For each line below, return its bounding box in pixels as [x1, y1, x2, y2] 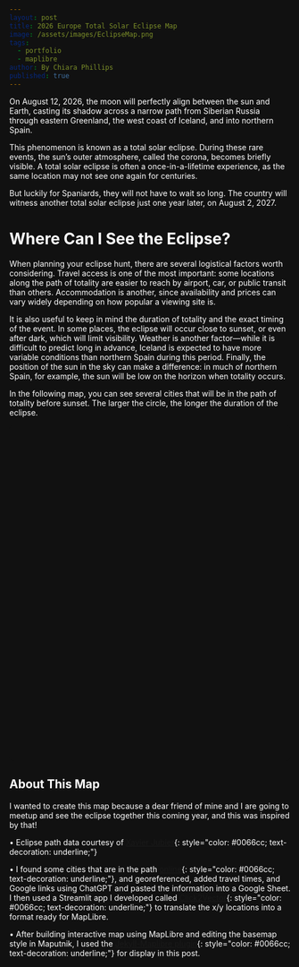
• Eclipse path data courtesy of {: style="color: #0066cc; [9, 836, 268, 847]
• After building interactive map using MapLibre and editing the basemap [9, 928, 278, 939]
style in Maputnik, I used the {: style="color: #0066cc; [9, 937, 291, 949]
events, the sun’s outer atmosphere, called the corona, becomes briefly [9, 151, 271, 162]
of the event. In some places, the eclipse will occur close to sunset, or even [9, 323, 287, 334]
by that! [9, 819, 37, 830]
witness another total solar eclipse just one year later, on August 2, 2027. [9, 197, 277, 208]
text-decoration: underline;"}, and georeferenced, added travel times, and [9, 873, 281, 884]
